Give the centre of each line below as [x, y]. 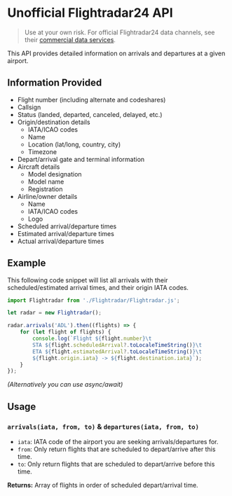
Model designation [55, 174]
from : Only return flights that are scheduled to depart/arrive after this [116, 449]
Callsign [29, 107]
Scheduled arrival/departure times [67, 226]
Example [27, 263]
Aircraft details [39, 167]
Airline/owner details [47, 196]
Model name [46, 181]
